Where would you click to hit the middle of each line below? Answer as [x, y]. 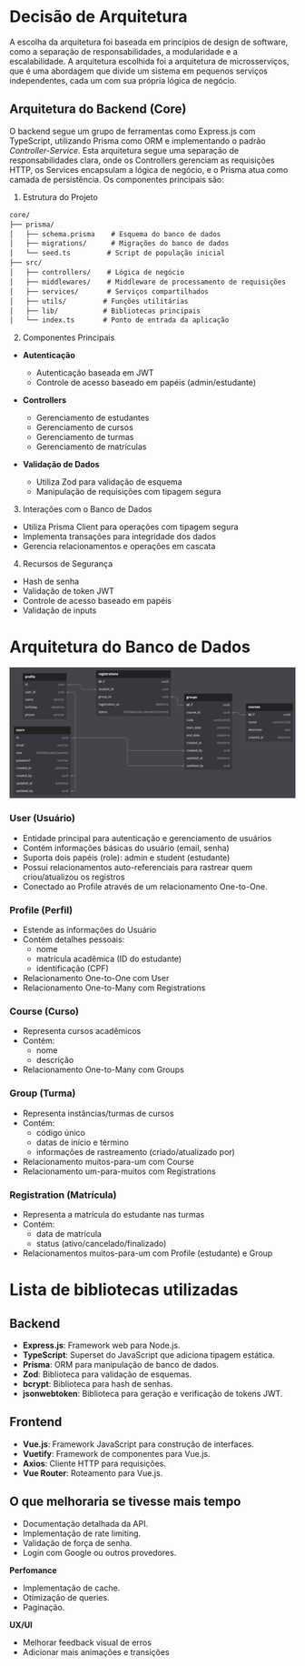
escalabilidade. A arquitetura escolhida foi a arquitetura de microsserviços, [149, 61]
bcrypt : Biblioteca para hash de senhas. [98, 1384]
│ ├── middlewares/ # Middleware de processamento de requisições [148, 282]
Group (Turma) [43, 1093]
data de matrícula [69, 1234]
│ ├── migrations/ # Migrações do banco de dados [119, 244]
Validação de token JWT [69, 591]
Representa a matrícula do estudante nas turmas [113, 1215]
